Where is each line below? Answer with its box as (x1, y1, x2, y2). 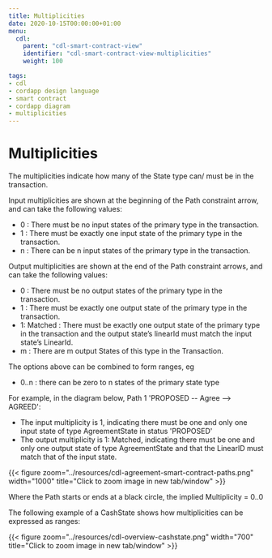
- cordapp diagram (8, 102, 70, 110)
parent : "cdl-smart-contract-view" (23, 42, 143, 50)
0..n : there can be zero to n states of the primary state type (19, 378, 220, 388)
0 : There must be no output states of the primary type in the (19, 285, 223, 296)
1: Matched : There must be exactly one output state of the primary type (19, 320, 261, 330)
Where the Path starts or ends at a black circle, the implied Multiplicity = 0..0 (8, 492, 264, 502)
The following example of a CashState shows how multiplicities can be (8, 508, 244, 517)
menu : (8, 27, 27, 35)
